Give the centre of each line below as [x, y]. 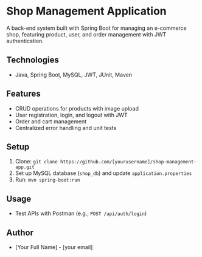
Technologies [33, 60]
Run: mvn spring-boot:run [47, 180]
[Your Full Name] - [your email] [54, 247]
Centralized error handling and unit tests [66, 128]
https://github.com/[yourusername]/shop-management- [128, 162]
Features [23, 94]
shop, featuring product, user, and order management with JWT [86, 34]
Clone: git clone [36, 162]
